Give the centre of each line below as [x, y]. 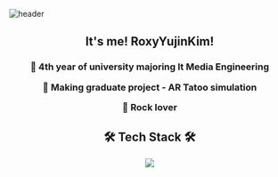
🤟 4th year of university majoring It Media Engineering [150, 67]
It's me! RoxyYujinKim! [150, 41]
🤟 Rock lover [150, 108]
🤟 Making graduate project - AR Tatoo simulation [150, 87]
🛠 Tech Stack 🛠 [150, 137]
